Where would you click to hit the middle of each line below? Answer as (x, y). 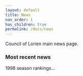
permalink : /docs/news (29, 29)
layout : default (22, 10)
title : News (18, 15)
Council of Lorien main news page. (42, 44)
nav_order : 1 (19, 20)
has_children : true (26, 24)
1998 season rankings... (30, 68)
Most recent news (28, 57)
